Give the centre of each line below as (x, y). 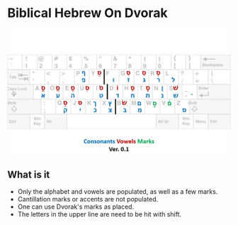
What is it (29, 174)
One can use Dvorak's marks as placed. (76, 207)
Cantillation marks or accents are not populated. (88, 199)
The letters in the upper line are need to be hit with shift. (100, 214)
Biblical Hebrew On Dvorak (87, 13)
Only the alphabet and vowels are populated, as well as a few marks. (118, 192)
